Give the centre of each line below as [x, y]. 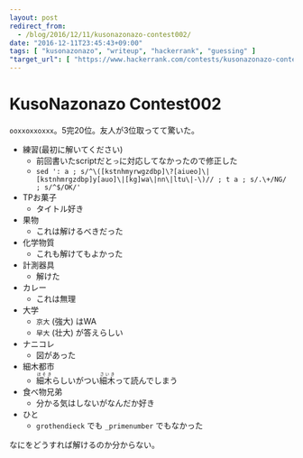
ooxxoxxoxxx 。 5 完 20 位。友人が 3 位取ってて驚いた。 [105, 130]
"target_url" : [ [40, 60]
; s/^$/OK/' [58, 187]
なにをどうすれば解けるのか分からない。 [84, 444]
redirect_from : [38, 26]
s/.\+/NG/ [268, 179]
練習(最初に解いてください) [73, 149]
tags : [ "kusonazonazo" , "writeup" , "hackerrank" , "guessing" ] [133, 51]
